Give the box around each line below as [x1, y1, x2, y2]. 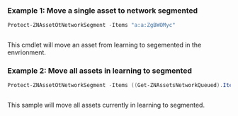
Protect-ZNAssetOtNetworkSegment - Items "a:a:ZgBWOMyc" [7, 22, 176, 29]
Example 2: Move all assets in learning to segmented [7, 66, 193, 76]
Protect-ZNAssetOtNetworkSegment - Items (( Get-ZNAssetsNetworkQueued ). [7, 82, 223, 89]
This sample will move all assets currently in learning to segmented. [7, 101, 205, 110]
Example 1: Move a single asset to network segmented [7, 6, 198, 16]
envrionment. [7, 48, 46, 57]
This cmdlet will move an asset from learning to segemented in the [7, 41, 202, 50]
